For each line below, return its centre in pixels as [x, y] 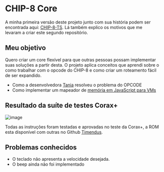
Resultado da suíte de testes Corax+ [61, 106]
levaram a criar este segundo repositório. [47, 32]
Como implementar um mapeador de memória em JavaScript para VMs [84, 90]
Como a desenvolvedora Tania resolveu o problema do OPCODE [77, 85]
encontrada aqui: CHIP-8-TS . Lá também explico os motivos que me [74, 27]
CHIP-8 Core [31, 9]
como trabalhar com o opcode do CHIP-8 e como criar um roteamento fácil [81, 70]
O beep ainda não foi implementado [48, 164]
